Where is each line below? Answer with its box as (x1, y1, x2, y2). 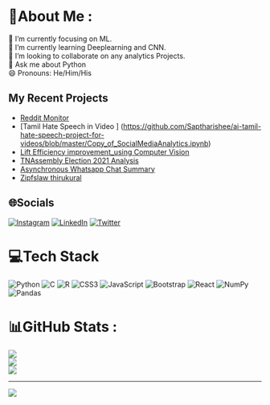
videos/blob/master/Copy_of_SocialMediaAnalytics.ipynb (19, 138, 209, 148)
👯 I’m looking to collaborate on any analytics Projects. (8, 51, 186, 60)
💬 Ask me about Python (8, 60, 87, 69)
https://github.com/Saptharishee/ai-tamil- (123, 121, 262, 131)
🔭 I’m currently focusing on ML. (8, 34, 112, 43)
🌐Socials (8, 196, 55, 210)
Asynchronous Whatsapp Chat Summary (19, 164, 155, 174)
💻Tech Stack (8, 247, 100, 265)
